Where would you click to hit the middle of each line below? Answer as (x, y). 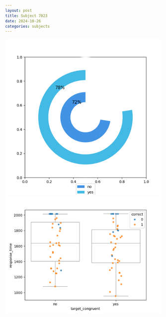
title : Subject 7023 (27, 16)
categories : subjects (28, 26)
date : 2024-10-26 (23, 21)
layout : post (19, 10)
